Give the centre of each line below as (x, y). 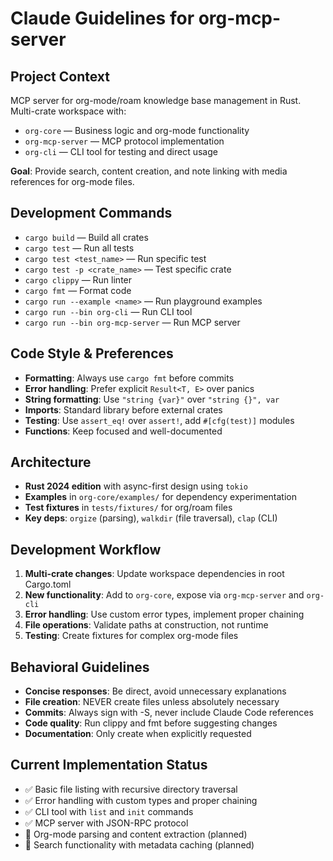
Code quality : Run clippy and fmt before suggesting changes (151, 723)
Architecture (51, 462)
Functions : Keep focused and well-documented (123, 431)
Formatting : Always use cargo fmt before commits (129, 378)
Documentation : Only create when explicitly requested (138, 734)
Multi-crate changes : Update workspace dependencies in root (154, 574)
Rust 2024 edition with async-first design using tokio (136, 486)
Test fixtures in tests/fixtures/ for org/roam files (128, 508)
